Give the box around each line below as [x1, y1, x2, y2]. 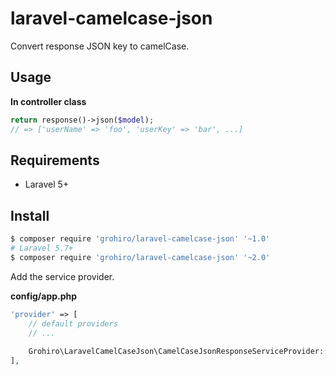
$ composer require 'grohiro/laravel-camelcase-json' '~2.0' [10, 252, 271, 262]
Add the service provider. [10, 270, 115, 282]
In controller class [10, 95, 87, 107]
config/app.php [10, 290, 78, 302]
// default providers [28, 318, 118, 329]
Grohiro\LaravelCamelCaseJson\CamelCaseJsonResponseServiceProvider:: [28, 347, 329, 357]
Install [10, 207, 50, 224]
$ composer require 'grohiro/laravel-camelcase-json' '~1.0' [10, 234, 271, 244]
